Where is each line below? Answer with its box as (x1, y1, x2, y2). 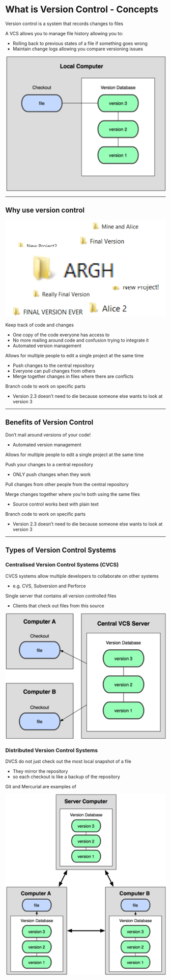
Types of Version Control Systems (5, 546, 116, 555)
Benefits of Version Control (5, 418, 94, 427)
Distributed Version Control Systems (5, 746, 98, 754)
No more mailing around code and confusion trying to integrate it (12, 337, 149, 344)
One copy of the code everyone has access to (12, 332, 110, 338)
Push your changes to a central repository (5, 461, 93, 467)
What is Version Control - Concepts (5, 4, 159, 15)
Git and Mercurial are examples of (5, 783, 76, 789)
